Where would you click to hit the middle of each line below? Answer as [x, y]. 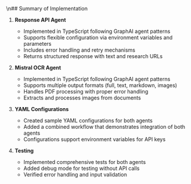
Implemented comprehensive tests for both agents [84, 162]
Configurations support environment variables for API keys [94, 139]
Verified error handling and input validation [75, 175]
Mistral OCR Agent [38, 68]
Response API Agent [40, 20]
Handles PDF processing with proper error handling [86, 91]
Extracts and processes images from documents [82, 98]
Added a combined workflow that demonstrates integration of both [104, 127]
